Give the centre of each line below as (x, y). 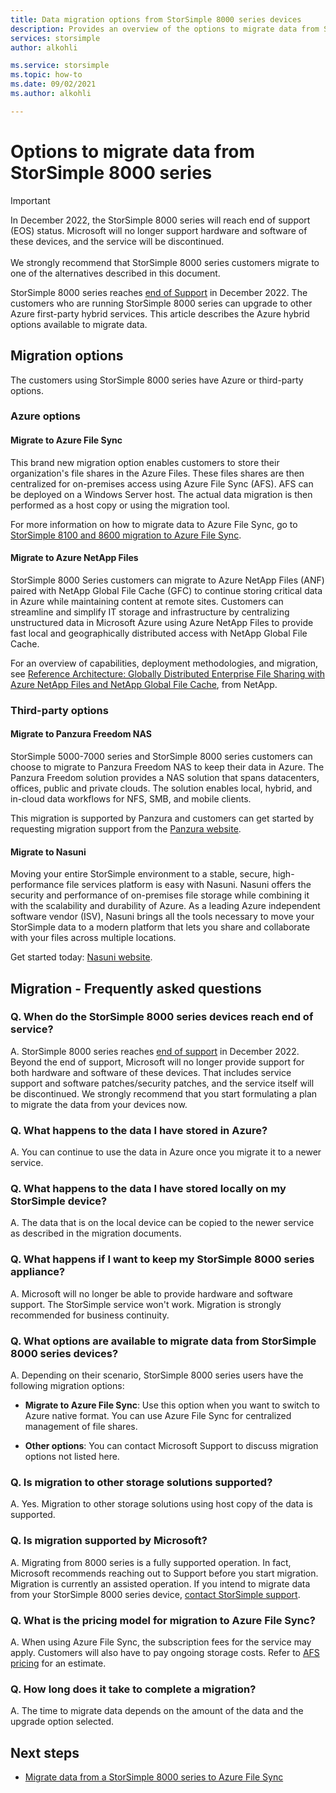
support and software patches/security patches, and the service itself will (162, 1083)
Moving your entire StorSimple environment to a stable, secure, (140, 874)
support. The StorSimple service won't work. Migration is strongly (146, 1304)
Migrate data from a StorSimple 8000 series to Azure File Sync (154, 1777)
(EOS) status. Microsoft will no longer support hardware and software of (159, 230)
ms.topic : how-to (46, 75)
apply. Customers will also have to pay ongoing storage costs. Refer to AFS (165, 1652)
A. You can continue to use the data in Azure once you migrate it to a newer (166, 1152)
